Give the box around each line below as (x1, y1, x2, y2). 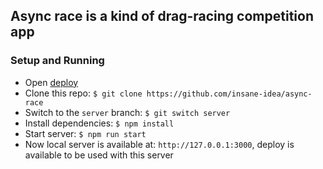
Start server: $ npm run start (24, 127, 147, 139)
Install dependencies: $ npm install (24, 117, 175, 129)
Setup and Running (10, 54, 105, 68)
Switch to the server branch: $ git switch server (24, 106, 231, 118)
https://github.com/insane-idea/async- (146, 89, 313, 99)
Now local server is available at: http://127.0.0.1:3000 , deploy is (24, 138, 295, 150)
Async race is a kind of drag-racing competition (10, 8, 314, 25)
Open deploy (24, 76, 79, 88)
